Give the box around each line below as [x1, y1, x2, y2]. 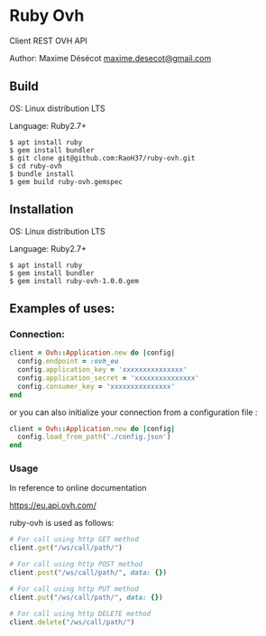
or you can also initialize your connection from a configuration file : [9, 407, 258, 418]
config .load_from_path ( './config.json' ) [17, 432, 171, 442]
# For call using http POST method [9, 560, 143, 569]
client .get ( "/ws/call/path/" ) [9, 543, 124, 553]
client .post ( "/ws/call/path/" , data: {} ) [9, 568, 168, 577]
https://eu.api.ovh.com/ [9, 500, 96, 511]
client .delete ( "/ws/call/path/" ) [9, 617, 135, 627]
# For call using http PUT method [9, 584, 140, 594]
